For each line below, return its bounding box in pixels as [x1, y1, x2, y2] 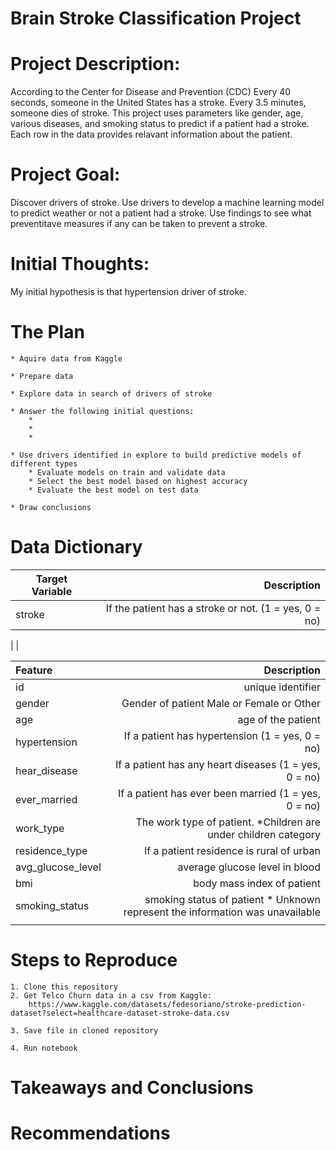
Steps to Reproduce [10, 949, 178, 972]
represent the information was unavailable [123, 905, 321, 919]
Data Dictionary [10, 536, 143, 559]
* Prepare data [10, 371, 74, 381]
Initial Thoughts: [10, 253, 150, 276]
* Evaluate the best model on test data [28, 485, 199, 495]
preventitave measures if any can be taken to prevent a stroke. [10, 218, 268, 230]
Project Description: [10, 53, 181, 76]
